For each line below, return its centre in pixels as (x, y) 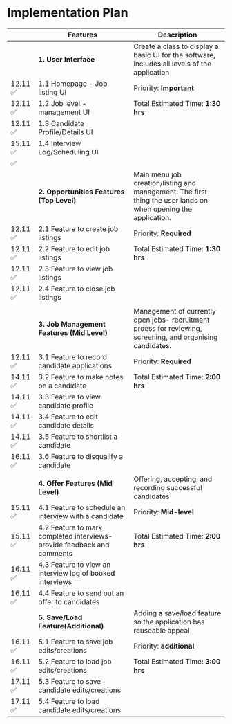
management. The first (170, 192)
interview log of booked (77, 573)
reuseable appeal (162, 630)
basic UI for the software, (175, 55)
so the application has (169, 622)
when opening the (163, 209)
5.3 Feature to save (70, 681)
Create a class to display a (176, 46)
